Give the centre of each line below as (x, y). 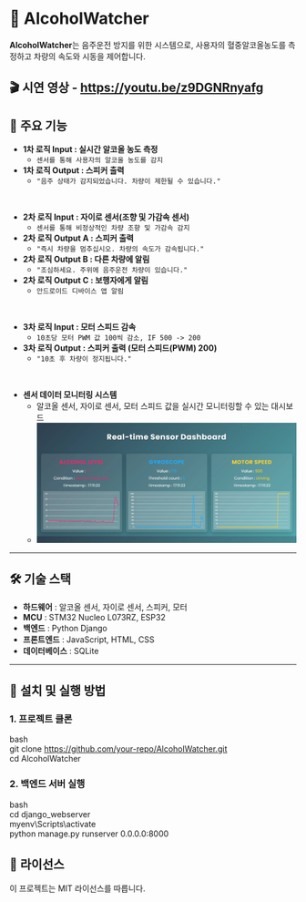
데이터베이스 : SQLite (61, 651)
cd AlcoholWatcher (46, 759)
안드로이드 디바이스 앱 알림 (80, 292)
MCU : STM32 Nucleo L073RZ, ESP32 (94, 617)
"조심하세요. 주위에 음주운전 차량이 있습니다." (112, 271)
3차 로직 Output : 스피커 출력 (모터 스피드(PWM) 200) (120, 348)
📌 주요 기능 (39, 125)
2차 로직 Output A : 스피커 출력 (78, 238)
